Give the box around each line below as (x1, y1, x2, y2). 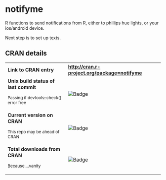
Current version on (7, 112, 53, 119)
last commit (7, 83, 36, 90)
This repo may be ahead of (7, 129, 60, 134)
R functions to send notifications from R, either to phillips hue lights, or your (5, 20, 159, 26)
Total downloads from (7, 145, 61, 152)
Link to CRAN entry (7, 66, 54, 73)
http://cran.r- (68, 63, 101, 70)
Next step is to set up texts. (5, 35, 61, 41)
